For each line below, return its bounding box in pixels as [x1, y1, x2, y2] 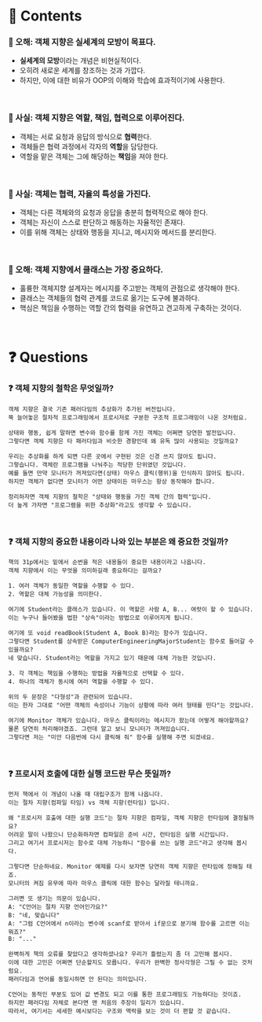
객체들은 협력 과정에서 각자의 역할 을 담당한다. [19, 142, 158, 151]
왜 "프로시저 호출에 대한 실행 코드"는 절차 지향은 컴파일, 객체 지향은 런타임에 [8, 814, 230, 822]
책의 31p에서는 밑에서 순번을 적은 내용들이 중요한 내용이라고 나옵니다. [8, 559, 206, 566]
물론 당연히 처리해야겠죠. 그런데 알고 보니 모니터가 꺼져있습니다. [8, 725, 191, 733]
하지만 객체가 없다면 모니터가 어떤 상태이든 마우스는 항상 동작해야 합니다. [8, 478, 216, 485]
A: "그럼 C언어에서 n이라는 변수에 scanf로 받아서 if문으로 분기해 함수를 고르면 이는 [8, 920, 250, 928]
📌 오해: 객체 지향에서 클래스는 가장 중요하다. [8, 264, 163, 275]
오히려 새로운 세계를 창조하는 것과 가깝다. [19, 66, 146, 76]
